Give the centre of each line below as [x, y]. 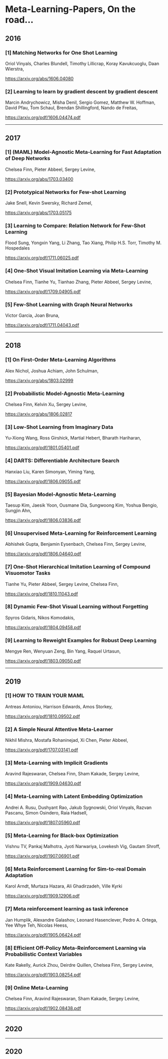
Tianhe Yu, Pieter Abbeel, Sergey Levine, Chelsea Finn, [62, 584]
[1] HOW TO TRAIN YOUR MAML [45, 696]
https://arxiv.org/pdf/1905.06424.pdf [43, 935]
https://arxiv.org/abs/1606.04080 [39, 78]
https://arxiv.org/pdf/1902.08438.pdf [43, 1008]
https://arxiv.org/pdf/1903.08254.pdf [43, 975]
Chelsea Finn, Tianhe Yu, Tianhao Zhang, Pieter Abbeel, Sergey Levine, [79, 282]
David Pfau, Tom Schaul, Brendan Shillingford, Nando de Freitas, [71, 108]
